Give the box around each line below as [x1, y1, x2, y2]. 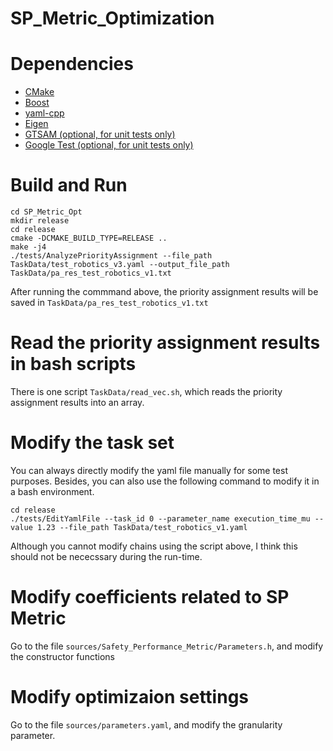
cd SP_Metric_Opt [10, 207, 83, 217]
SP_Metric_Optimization [10, 7, 215, 30]
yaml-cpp [24, 107, 65, 119]
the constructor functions [10, 650, 115, 662]
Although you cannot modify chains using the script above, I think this [10, 540, 298, 552]
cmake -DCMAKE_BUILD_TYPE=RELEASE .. [10, 233, 168, 244]
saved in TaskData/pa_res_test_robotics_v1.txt [10, 297, 209, 309]
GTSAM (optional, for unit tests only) [24, 128, 176, 141]
